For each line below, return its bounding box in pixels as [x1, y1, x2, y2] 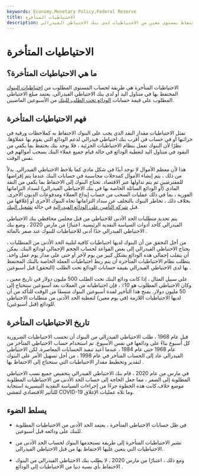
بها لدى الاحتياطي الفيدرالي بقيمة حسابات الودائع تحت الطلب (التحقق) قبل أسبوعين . [6, 264, 191, 271]
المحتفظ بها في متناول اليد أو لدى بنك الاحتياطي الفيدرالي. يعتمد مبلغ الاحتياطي [6, 90, 178, 97]
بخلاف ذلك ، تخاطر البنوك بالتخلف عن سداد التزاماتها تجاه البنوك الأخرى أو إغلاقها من [6, 197, 191, 204]
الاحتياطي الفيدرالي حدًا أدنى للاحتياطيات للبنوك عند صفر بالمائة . [6, 228, 148, 235]
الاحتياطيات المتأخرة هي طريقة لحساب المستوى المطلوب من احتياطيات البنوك [6, 84, 179, 91]
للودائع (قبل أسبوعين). [6, 300, 56, 307]
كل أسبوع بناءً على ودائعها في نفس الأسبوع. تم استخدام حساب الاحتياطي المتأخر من [6, 340, 191, 346]
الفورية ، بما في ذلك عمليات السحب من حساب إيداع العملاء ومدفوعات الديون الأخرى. [6, 191, 193, 198]
